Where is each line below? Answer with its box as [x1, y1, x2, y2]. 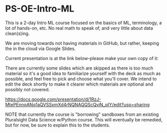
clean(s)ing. [5, 30, 30, 36]
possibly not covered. [5, 86, 50, 92]
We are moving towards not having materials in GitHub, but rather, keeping [5, 40, 159, 46]
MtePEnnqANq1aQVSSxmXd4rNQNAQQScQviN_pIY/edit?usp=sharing [5, 101, 150, 107]
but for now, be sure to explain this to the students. [5, 122, 110, 128]
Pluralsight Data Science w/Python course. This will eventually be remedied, [5, 116, 162, 122]
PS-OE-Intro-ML [5, 3, 74, 15]
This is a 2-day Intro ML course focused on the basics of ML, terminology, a [5, 20, 162, 26]
